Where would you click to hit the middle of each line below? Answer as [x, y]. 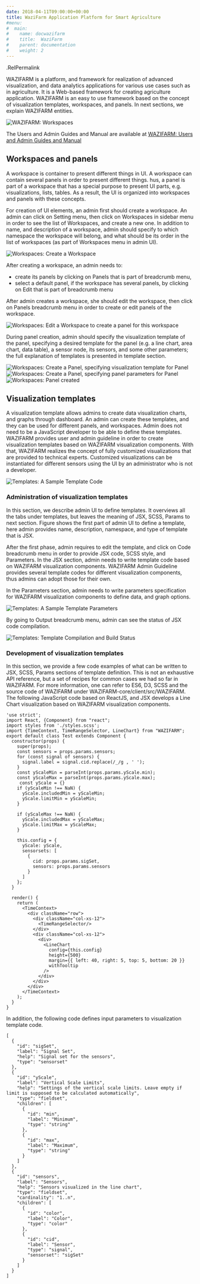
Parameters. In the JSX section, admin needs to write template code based [98, 560]
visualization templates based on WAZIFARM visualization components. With [100, 445]
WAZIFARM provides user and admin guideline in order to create [85, 439]
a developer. [21, 470]
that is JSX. [20, 535]
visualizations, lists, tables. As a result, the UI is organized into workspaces [98, 192]
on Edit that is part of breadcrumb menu [64, 289]
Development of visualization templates [65, 653]
